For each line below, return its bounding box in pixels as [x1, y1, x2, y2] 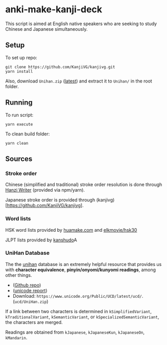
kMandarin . [5, 334, 28, 340]
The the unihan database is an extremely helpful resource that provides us [5, 261, 162, 267]
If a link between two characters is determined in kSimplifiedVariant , [5, 308, 152, 314]
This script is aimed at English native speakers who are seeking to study [5, 21, 157, 27]
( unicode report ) [12, 287, 47, 293]
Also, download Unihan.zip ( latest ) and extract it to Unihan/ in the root [5, 78, 152, 84]
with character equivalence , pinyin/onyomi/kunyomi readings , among [5, 267, 156, 273]
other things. [5, 272, 32, 278]
